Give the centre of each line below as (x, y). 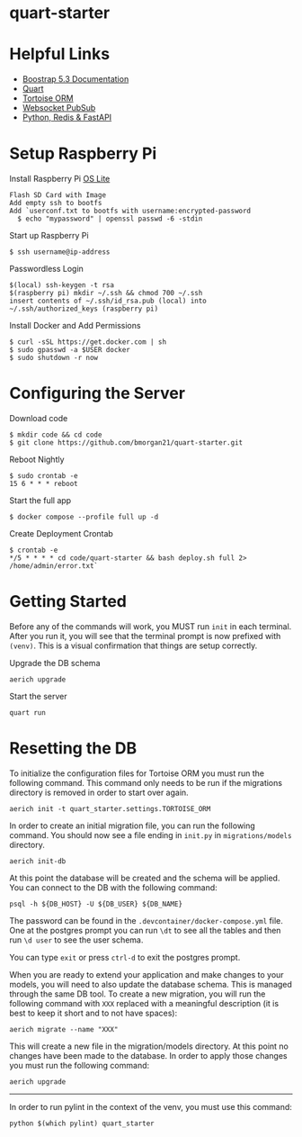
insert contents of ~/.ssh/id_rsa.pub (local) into (108, 301)
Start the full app (40, 501)
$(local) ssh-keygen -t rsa (62, 285)
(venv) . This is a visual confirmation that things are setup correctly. (133, 645)
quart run (28, 713)
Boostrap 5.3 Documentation (75, 79)
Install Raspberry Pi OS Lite (60, 179)
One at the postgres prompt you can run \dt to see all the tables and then (145, 930)
